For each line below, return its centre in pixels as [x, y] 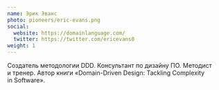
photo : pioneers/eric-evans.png [54, 20]
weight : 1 [21, 46]
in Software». [26, 80]
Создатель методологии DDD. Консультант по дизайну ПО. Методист [110, 65]
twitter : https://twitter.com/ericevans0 [74, 39]
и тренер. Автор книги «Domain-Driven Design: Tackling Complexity [106, 73]
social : [18, 26]
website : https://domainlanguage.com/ [70, 33]
